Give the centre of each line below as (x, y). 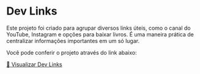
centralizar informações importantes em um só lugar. (73, 41)
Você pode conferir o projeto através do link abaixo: (72, 52)
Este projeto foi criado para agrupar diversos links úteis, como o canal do (98, 28)
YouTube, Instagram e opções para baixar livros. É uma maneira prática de (100, 34)
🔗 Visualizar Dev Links (34, 64)
